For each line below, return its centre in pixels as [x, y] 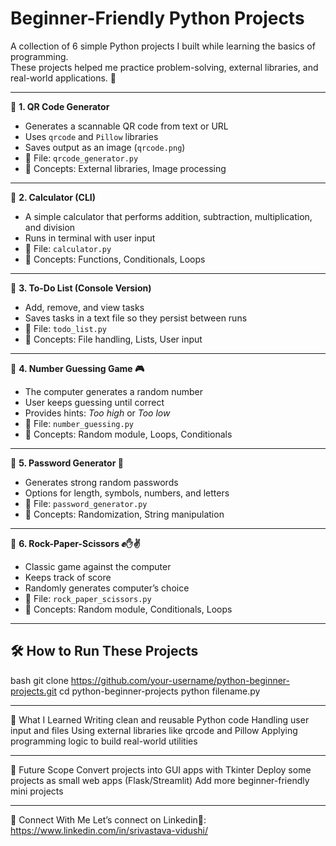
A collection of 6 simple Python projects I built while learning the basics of [163, 46]
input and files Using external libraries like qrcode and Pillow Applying [154, 730]
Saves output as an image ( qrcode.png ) [105, 147]
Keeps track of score [68, 577]
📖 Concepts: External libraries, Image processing [125, 168]
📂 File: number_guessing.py [79, 423]
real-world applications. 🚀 [63, 78]
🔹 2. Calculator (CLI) [53, 197]
